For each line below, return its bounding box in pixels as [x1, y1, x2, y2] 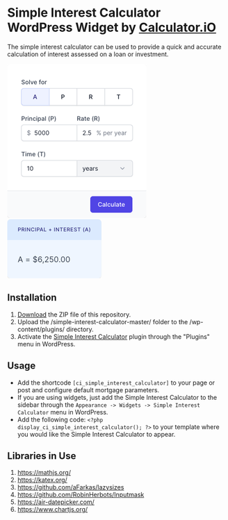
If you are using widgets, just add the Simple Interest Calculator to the [17, 393, 218, 401]
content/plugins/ [17, 325, 65, 333]
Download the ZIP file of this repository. [17, 310, 131, 319]
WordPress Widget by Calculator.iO [7, 19, 217, 35]
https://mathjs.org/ [17, 469, 72, 477]
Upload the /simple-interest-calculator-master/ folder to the [17, 317, 188, 326]
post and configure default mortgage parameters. [17, 385, 160, 394]
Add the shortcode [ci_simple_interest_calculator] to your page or [17, 378, 215, 387]
